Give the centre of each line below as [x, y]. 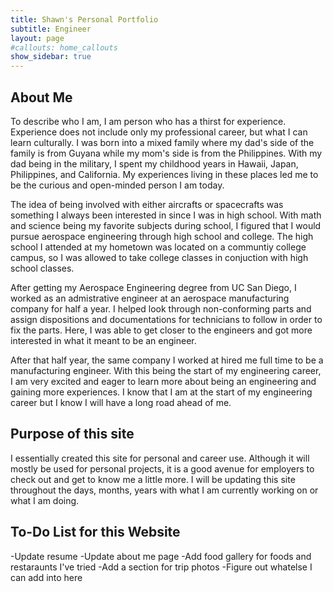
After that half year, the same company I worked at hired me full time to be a [167, 360]
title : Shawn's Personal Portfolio [84, 19]
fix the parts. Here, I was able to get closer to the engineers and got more [161, 330]
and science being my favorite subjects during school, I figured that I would [166, 225]
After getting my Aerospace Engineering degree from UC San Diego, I [153, 287]
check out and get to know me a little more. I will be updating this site [153, 479]
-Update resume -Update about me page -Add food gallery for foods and [161, 556]
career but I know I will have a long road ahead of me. [121, 402]
